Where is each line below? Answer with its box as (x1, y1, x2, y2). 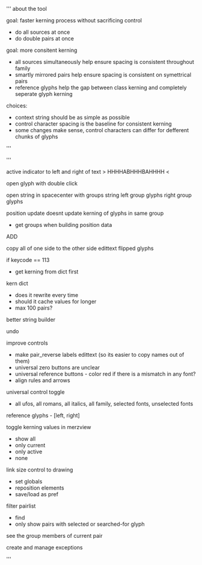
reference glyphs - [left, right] (6, 412, 80, 419)
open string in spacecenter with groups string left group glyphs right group (6, 191, 192, 199)
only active (14, 448, 43, 455)
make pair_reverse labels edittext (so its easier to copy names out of (14, 351, 185, 358)
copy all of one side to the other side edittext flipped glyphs (6, 244, 154, 252)
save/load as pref (14, 491, 59, 497)
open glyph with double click (6, 180, 78, 187)
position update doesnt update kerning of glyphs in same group (6, 209, 164, 217)
